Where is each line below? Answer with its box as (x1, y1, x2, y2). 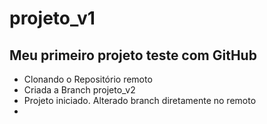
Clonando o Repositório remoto (23, 73, 153, 85)
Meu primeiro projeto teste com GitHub (9, 47, 257, 64)
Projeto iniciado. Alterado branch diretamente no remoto (23, 95, 257, 106)
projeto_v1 (9, 7, 96, 30)
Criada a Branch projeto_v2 (23, 84, 136, 96)
